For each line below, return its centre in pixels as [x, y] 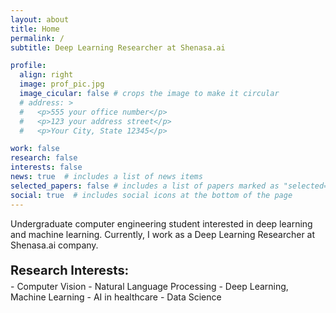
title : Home [35, 29]
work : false [35, 149]
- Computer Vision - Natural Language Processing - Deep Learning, [149, 286]
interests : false [46, 167]
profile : [28, 66]
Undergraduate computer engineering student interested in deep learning [161, 223]
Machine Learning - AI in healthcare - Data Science [116, 297]
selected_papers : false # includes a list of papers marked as [145, 186]
